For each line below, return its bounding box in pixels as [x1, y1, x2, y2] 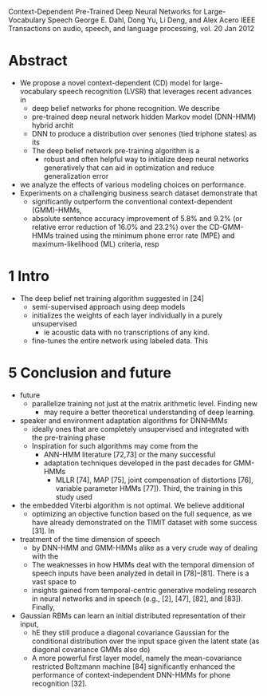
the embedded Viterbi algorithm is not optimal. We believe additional [19, 500, 245, 510]
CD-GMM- [209, 222, 245, 231]
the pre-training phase [31, 433, 106, 442]
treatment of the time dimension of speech [19, 534, 161, 544]
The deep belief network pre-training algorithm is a [31, 145, 200, 155]
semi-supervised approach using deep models [31, 302, 186, 311]
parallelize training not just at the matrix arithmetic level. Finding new [31, 398, 257, 408]
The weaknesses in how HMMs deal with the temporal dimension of [31, 560, 255, 569]
